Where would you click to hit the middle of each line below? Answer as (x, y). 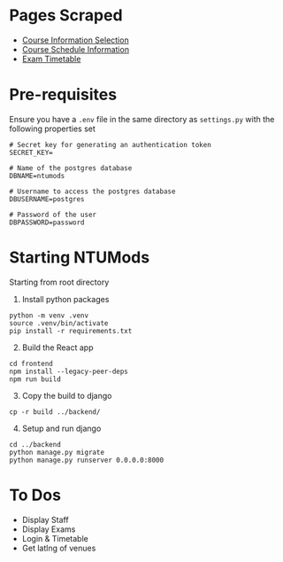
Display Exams (49, 529)
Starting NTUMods (80, 258)
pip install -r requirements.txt (71, 331)
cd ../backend (35, 444)
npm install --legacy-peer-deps (69, 371)
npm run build (35, 379)
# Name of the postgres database (71, 168)
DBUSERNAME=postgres (47, 199)
